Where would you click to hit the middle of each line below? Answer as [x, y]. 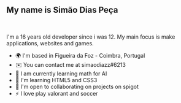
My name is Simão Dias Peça [62, 10]
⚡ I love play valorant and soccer [56, 93]
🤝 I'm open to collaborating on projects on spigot [77, 86]
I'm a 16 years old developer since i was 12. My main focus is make [91, 37]
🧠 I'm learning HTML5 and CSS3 [56, 80]
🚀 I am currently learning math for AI [61, 74]
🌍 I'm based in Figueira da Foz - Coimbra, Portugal [80, 55]
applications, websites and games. [50, 43]
